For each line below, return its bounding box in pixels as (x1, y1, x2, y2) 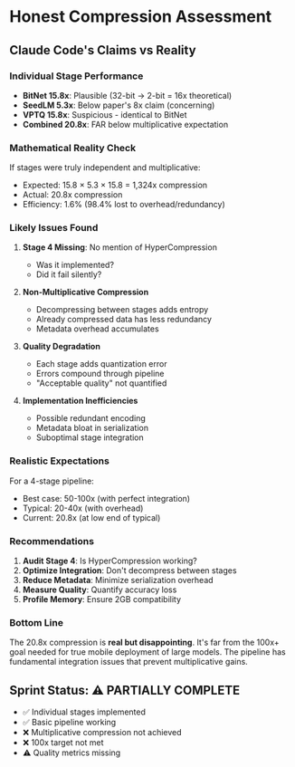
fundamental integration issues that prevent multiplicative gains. (9, 657, 249, 667)
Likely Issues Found (9, 222, 99, 235)
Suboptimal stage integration (35, 432, 145, 443)
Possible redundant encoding (35, 413, 147, 424)
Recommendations (9, 534, 95, 547)
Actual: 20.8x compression (22, 189, 123, 200)
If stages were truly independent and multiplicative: (9, 162, 201, 173)
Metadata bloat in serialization (35, 423, 149, 434)
